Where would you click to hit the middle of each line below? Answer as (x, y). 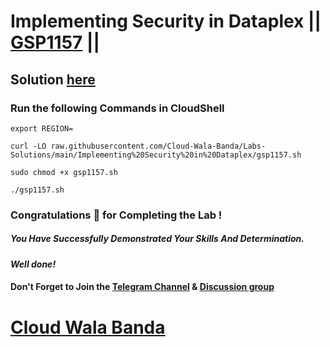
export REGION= (42, 128)
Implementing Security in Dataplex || (166, 21)
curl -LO (28, 146)
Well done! (33, 264)
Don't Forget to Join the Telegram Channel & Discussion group (142, 287)
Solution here (53, 79)
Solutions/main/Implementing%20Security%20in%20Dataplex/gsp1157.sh (156, 155)
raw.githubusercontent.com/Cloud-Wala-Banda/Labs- (158, 146)
